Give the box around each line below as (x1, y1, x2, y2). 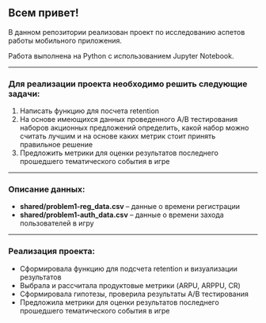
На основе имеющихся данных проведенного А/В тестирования (19, 115, 238, 124)
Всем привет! (8, 6, 79, 20)
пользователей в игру (19, 218, 94, 228)
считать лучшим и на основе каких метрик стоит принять (19, 131, 216, 141)
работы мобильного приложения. (8, 36, 123, 45)
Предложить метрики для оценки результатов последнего (19, 148, 219, 158)
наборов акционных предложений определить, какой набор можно (19, 123, 249, 133)
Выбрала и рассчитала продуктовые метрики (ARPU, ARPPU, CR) (19, 280, 241, 290)
